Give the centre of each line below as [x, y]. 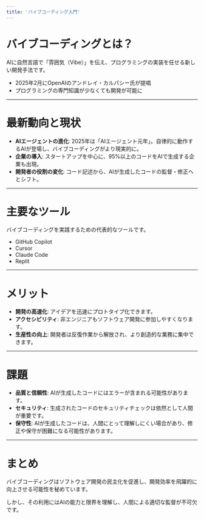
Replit [22, 261]
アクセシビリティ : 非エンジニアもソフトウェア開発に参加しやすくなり [101, 319]
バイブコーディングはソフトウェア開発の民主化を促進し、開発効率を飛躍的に [102, 482]
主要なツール [39, 212]
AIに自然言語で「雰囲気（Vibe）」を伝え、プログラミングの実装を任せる [96, 62]
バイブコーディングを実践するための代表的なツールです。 [78, 230]
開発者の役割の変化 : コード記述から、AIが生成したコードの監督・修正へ [104, 171]
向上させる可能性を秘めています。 [49, 489]
